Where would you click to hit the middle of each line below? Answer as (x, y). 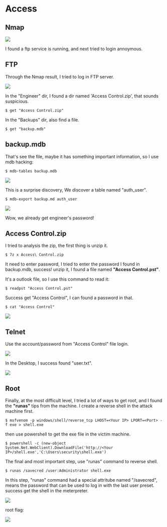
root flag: (15, 510)
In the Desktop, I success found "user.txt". (49, 363)
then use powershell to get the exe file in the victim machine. (68, 434)
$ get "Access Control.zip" (35, 110)
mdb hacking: (19, 162)
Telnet (15, 332)
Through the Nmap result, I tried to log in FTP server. (60, 76)
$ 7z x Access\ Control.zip (35, 255)
